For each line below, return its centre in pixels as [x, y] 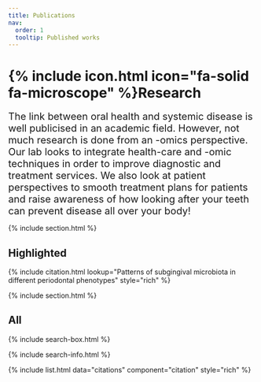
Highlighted [37, 253]
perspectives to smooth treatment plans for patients [128, 187]
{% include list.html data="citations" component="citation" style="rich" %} [130, 369]
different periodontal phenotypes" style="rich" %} [90, 280]
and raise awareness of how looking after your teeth [129, 199]
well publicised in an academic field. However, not [124, 128]
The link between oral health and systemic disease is [130, 117]
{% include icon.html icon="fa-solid [129, 76]
